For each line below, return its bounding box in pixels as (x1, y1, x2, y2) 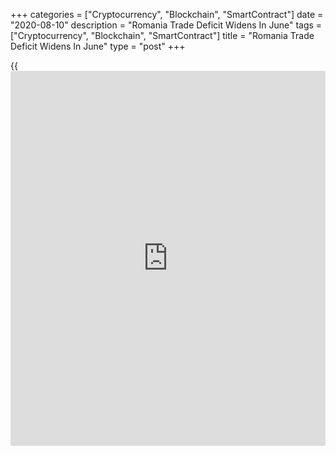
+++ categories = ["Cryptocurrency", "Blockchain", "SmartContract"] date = (10, 9, 324, 20)
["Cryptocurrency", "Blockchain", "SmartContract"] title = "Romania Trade (10, 30, 315, 41)
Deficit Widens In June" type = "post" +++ (10, 40, 186, 52)
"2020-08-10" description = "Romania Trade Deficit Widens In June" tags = (10, 19, 323, 31)
